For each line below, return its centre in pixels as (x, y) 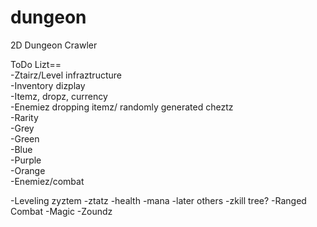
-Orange (28, 170)
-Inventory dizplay (48, 85)
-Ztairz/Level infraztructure (66, 75)
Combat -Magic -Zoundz (61, 211)
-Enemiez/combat (47, 181)
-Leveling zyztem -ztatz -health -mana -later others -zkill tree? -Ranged (158, 200)
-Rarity (24, 117)
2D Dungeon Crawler (54, 45)
